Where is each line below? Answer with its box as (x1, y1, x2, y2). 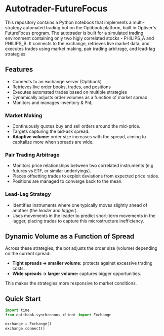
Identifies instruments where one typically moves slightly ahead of (12, 202, 148, 208)
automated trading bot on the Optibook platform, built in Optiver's (23, 24, 157, 30)
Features (5, 65, 33, 74)
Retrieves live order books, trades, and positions (12, 84, 111, 90)
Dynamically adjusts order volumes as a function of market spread (12, 94, 148, 100)
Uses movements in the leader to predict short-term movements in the (12, 213, 156, 219)
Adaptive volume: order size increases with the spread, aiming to (12, 134, 146, 140)
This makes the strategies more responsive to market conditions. (5, 280, 137, 286)
